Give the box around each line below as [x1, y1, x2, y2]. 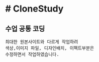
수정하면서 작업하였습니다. [5, 51, 59, 57]
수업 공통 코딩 [5, 24, 45, 33]
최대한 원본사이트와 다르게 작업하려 [5, 39, 78, 44]
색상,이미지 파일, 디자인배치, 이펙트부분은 [5, 45, 94, 51]
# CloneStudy [5, 3, 64, 15]
